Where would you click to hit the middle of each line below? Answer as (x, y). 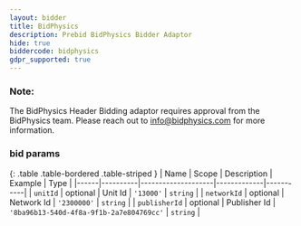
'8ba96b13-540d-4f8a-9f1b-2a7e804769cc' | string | (105, 212)
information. (32, 130)
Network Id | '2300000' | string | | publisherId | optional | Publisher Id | (143, 202)
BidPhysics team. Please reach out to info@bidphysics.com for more (137, 121)
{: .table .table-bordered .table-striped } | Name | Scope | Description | (141, 174)
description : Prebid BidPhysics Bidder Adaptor (101, 34)
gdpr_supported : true (50, 60)
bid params (35, 154)
